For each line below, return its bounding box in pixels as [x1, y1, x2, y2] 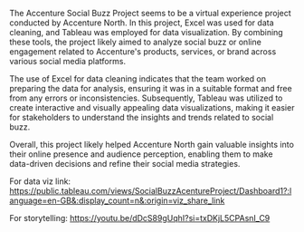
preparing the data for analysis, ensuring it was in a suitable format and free [9, 83, 292, 93]
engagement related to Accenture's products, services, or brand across [9, 46, 277, 57]
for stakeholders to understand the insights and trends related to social [9, 112, 274, 122]
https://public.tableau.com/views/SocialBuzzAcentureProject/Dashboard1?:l [9, 186, 292, 196]
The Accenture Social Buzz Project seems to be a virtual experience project [9, 8, 291, 18]
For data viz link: [9, 176, 71, 187]
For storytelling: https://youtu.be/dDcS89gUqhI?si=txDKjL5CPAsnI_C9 [9, 213, 271, 223]
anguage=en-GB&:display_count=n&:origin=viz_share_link [9, 195, 225, 206]
